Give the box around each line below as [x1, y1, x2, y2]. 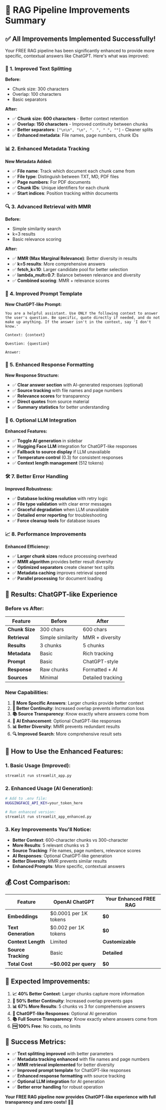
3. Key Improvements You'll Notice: [5, 826, 91, 832]
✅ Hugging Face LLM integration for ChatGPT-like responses [12, 443, 137, 449]
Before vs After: [5, 605, 44, 612]
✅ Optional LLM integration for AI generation [12, 1078, 105, 1084]
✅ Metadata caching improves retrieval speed [12, 570, 107, 576]
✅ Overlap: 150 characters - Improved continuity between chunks [12, 121, 148, 127]
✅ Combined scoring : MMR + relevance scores [12, 277, 110, 283]
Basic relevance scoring [12, 236, 62, 242]
